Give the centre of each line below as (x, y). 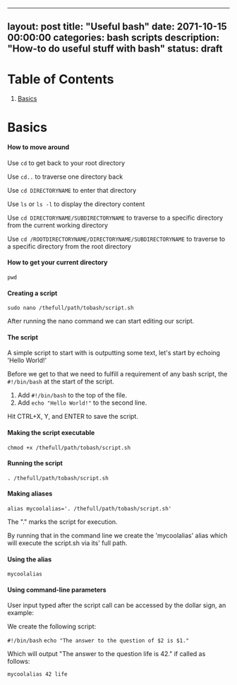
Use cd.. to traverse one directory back (65, 177)
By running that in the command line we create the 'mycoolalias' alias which (117, 535)
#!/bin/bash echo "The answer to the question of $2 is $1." (98, 641)
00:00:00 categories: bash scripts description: (114, 38)
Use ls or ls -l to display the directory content (76, 204)
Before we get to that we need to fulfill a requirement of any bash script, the (117, 374)
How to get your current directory (57, 263)
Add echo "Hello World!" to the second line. (82, 403)
